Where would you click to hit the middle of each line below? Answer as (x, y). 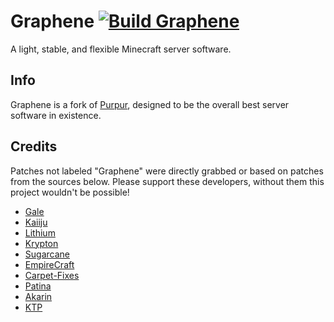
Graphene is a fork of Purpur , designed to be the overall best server (150, 104)
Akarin (38, 296)
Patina (38, 286)
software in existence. (56, 115)
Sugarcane (47, 254)
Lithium (40, 232)
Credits (34, 146)
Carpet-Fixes (52, 275)
